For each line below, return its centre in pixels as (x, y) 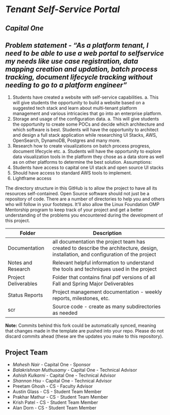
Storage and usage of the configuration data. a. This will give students (86, 119)
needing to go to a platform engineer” (66, 85)
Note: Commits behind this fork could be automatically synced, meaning (81, 325)
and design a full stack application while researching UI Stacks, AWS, (85, 135)
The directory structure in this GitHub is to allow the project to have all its (81, 188)
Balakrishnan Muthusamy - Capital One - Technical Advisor (75, 370)
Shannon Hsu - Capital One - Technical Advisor (62, 381)
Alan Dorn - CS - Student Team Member (54, 408)
